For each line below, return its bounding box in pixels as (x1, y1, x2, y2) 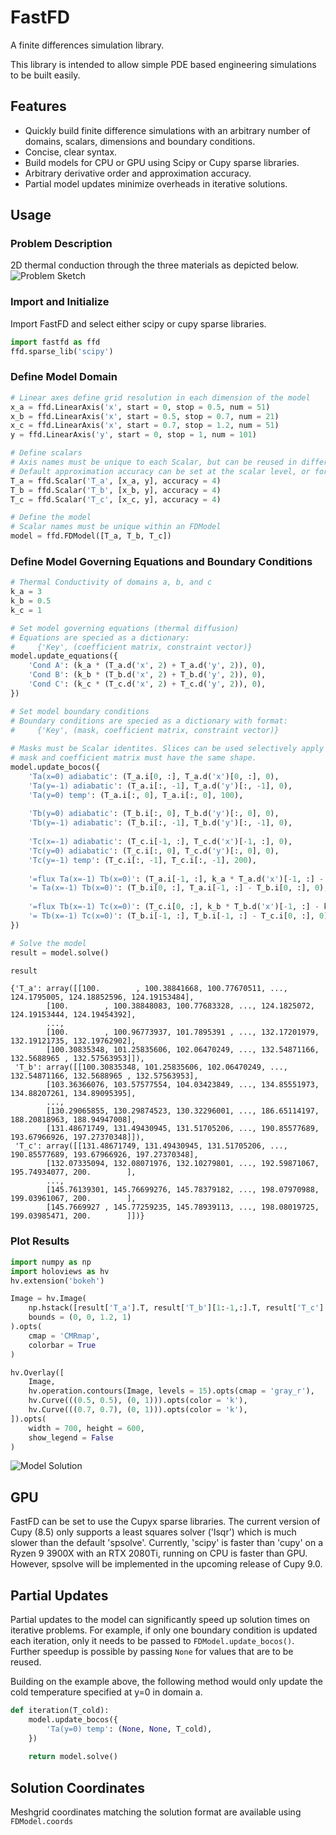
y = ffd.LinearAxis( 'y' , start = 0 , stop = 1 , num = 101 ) (10, 430, 257, 440)
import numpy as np (10, 1257, 92, 1267)
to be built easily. (10, 69, 81, 81)
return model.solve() (28, 1752, 118, 1762)
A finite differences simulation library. (10, 39, 165, 51)
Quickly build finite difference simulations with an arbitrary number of (24, 124, 312, 136)
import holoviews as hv (10, 1266, 110, 1276)
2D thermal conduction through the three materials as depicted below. (10, 259, 299, 271)
